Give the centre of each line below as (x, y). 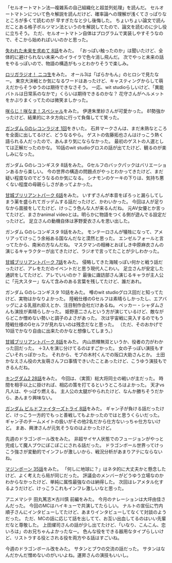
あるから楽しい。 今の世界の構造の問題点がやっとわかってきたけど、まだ (87, 171)
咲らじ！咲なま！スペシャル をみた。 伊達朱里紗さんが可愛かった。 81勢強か (85, 111)
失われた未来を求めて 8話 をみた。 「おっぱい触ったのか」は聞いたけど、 (82, 51)
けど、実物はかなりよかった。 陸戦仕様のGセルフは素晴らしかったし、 (80, 299)
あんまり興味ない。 (34, 398)
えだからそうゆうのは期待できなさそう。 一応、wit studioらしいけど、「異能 (85, 87)
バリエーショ (153, 165)
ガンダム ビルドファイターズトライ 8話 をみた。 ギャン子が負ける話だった (83, 408)
